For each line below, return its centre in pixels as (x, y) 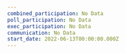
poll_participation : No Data (49, 20)
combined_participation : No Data (55, 13)
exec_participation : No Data (49, 26)
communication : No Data (42, 33)
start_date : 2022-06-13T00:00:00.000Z (63, 39)
